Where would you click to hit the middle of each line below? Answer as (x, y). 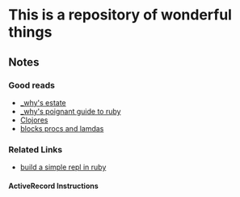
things (30, 32)
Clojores (34, 120)
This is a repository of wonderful (120, 15)
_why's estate (43, 102)
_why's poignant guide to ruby (70, 111)
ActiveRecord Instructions (53, 186)
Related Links (36, 149)
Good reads (32, 85)
